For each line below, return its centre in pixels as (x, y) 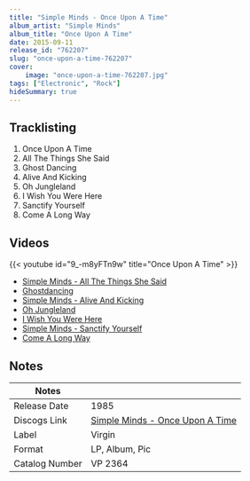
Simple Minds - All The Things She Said (94, 281)
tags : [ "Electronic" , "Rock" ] (65, 83)
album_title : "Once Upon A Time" (71, 34)
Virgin (103, 434)
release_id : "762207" (49, 51)
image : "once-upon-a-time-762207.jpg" (97, 75)
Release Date (41, 406)
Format (28, 449)
